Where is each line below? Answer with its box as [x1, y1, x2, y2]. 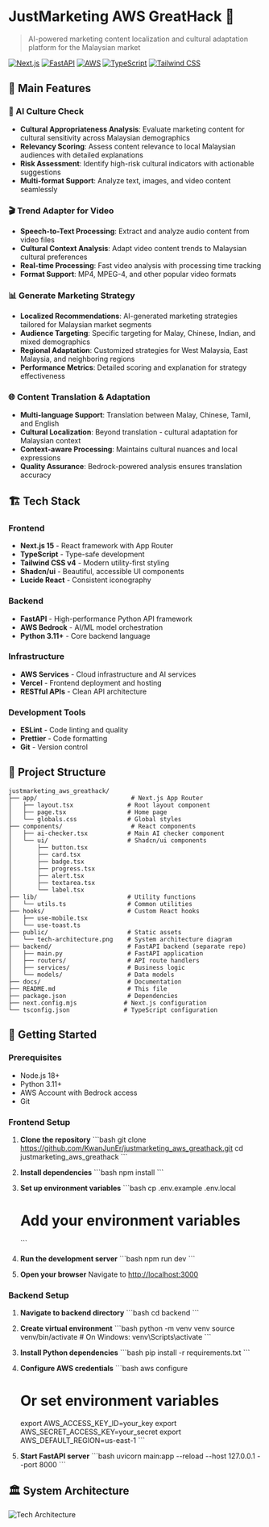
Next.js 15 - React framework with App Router [19, 541, 174, 551]
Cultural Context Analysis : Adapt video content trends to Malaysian [19, 243, 247, 253]
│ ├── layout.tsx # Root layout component [8, 801, 211, 809]
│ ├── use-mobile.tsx [8, 914, 89, 922]
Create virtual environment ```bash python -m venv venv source [19, 1324, 235, 1333]
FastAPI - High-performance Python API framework [19, 614, 193, 623]
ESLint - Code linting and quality [19, 725, 129, 735]
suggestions [19, 167, 62, 177]
